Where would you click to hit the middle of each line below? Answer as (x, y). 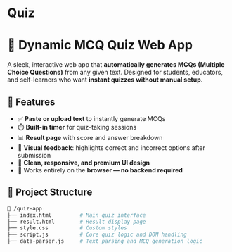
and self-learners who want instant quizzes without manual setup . (105, 80)
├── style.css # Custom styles (67, 228)
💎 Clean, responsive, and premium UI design (84, 163)
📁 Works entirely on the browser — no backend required (100, 170)
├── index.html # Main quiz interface (77, 215)
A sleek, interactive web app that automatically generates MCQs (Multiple (116, 65)
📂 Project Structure (50, 193)
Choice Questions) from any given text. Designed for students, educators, (115, 73)
